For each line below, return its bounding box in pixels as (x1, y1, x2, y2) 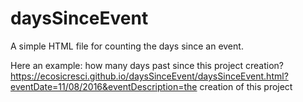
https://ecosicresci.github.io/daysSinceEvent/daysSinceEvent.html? (10, 70, 289, 82)
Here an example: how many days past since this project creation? (10, 59, 284, 71)
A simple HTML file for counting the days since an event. (10, 40, 244, 52)
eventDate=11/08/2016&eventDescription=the (10, 80, 198, 92)
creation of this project (199, 80, 293, 92)
